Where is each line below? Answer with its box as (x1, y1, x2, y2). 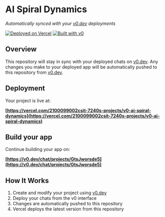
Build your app (5, 133, 52, 141)
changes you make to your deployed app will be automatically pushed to (5, 64, 157, 70)
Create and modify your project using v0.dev (12, 190, 107, 196)
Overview (5, 45, 37, 54)
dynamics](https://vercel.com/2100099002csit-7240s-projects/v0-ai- (5, 113, 160, 119)
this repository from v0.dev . (5, 69, 64, 75)
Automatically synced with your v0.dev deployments (5, 20, 116, 26)
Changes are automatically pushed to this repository (12, 201, 123, 207)
